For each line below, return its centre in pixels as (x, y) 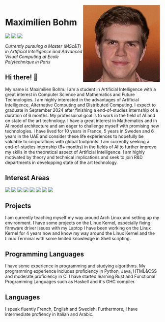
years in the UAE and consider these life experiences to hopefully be (74, 136)
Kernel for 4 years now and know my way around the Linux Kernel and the (80, 233)
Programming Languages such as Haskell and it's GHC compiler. (70, 282)
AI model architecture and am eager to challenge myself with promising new (82, 126)
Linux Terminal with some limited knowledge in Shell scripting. (68, 239)
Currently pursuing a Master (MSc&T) (43, 46)
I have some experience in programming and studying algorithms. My (75, 266)
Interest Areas (27, 178)
